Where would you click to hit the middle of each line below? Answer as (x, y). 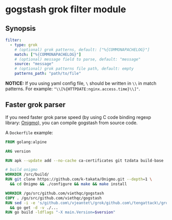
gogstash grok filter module (66, 9)
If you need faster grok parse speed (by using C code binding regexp (78, 117)
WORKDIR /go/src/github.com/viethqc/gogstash (55, 193)
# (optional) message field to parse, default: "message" (78, 59)
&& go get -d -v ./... (34, 208)
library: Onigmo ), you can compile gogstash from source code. (72, 123)
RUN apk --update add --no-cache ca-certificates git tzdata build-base (84, 161)
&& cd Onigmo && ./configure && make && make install (68, 184)
